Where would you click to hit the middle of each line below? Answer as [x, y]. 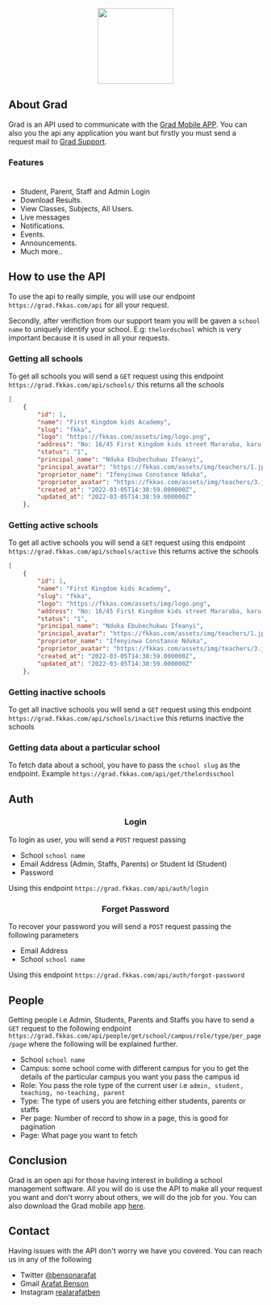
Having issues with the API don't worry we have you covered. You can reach [135, 1250]
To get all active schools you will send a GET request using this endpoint [127, 543]
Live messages [45, 217]
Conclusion [38, 1161]
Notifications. [42, 225]
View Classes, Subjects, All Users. [77, 208]
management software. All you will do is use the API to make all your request [135, 1188]
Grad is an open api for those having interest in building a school [116, 1180]
